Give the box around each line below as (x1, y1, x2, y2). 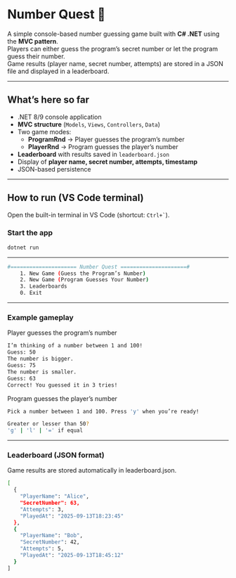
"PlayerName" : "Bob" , (20, 532, 83, 539)
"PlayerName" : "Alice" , (20, 493, 90, 500)
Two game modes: (17, 127, 72, 136)
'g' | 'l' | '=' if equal (7, 427, 83, 435)
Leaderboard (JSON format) (7, 450, 105, 460)
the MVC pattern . (7, 37, 58, 45)
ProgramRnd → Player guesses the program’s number (27, 135, 185, 143)
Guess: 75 (7, 362, 37, 369)
